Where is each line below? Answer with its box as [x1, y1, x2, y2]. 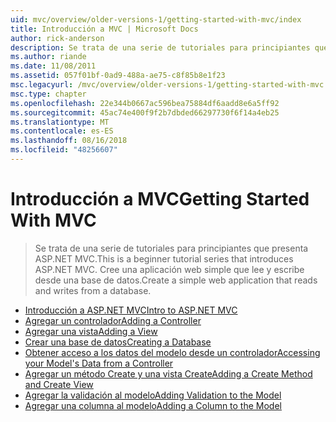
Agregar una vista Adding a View [24, 325, 158, 337]
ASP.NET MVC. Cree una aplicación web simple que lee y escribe [34, 263, 305, 275]
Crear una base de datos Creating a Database [24, 336, 212, 348]
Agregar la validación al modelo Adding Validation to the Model [24, 389, 282, 401]
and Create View [24, 378, 94, 390]
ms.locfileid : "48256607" [10, 145, 118, 155]
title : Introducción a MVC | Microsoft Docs [10, 24, 199, 34]
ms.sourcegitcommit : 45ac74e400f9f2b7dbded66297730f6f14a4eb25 [10, 107, 280, 118]
